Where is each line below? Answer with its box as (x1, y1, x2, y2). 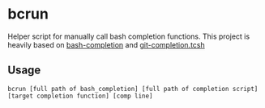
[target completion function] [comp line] (7, 92, 153, 100)
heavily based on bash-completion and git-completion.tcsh (7, 39, 205, 49)
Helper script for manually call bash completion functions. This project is (7, 31, 250, 41)
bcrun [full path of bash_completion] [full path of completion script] (7, 85, 259, 93)
